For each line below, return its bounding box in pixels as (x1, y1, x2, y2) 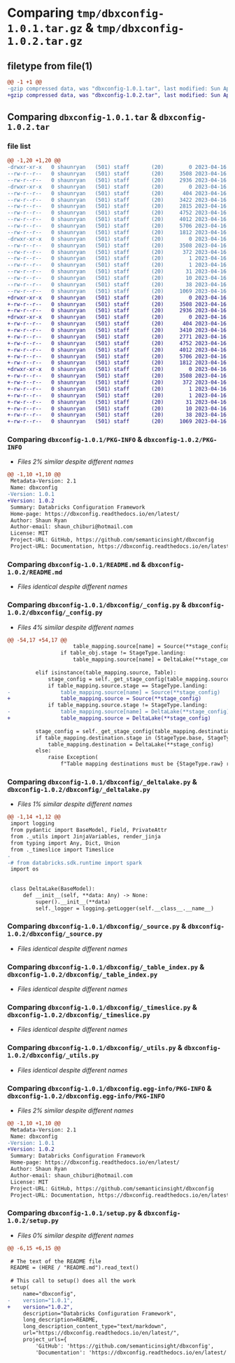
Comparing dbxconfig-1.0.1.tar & (7, 111, 157, 123)
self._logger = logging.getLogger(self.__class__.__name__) (35, 905, 215, 912)
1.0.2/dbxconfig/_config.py (7, 609, 103, 617)
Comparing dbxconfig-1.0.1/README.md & (7, 559, 146, 569)
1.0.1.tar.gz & (7, 20, 94, 36)
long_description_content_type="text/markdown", (22, 1323, 168, 1330)
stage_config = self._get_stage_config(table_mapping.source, (48, 676, 233, 683)
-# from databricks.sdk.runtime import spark (7, 859, 142, 866)
